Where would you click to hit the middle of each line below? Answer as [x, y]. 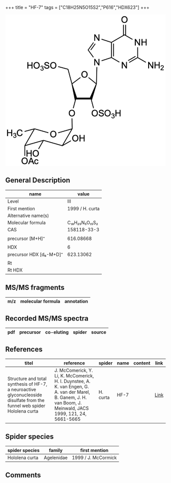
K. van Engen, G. [72, 387]
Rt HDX [15, 270]
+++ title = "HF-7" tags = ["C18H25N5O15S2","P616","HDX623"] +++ [77, 7]
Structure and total [27, 379]
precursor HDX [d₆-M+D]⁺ [35, 254]
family [56, 450]
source [99, 332]
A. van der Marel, [72, 392]
